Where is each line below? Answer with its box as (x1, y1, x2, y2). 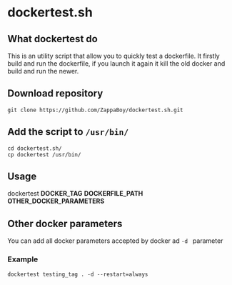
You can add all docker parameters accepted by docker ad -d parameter (7, 236, 223, 245)
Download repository (7, 87, 104, 100)
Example (7, 254, 39, 264)
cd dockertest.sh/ (7, 144, 62, 152)
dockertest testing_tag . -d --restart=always (7, 271, 148, 278)
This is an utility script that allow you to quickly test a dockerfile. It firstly (7, 51, 220, 60)
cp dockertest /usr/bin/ (7, 151, 81, 158)
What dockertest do (7, 33, 98, 45)
